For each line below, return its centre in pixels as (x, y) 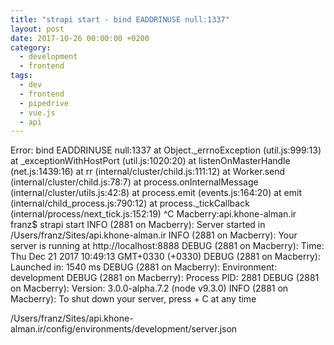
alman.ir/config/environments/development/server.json (124, 329)
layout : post (37, 29)
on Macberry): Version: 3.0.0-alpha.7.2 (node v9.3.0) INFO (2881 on (149, 288)
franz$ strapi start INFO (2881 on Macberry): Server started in (138, 225)
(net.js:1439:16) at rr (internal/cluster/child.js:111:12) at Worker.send (148, 172)
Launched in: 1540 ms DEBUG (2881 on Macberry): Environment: (143, 267)
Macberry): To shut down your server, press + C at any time (133, 299)
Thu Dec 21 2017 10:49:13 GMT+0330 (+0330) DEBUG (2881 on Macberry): (165, 257)
